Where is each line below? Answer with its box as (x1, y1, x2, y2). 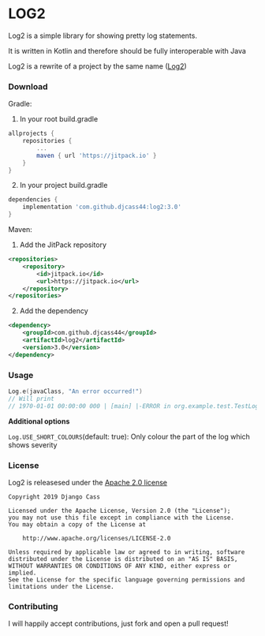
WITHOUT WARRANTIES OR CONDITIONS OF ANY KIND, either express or (8, 562, 231, 570)
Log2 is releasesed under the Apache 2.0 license (8, 477, 168, 487)
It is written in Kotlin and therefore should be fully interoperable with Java (8, 46, 247, 55)
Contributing (8, 600, 58, 612)
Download (8, 80, 49, 92)
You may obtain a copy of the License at (8, 520, 147, 529)
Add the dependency (19, 306, 88, 316)
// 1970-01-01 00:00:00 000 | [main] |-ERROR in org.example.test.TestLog (8, 402, 259, 410)
